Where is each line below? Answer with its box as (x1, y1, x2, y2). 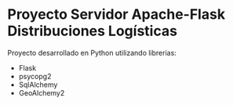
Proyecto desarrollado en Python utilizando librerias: (7, 48, 177, 57)
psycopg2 (18, 71, 52, 81)
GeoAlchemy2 (18, 88, 65, 97)
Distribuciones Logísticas (7, 22, 178, 40)
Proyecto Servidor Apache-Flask (7, 5, 225, 24)
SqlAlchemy (18, 80, 58, 89)
